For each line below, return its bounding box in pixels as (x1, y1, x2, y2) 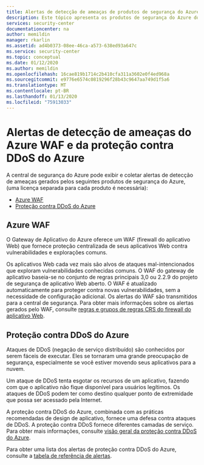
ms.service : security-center (6, 49, 80, 55)
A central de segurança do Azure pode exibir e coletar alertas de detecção (6, 171, 193, 178)
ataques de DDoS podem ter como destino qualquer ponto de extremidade (6, 390, 193, 398)
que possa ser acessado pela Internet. (6, 396, 102, 404)
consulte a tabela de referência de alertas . (6, 452, 112, 460)
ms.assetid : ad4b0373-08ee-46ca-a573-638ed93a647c (6, 43, 137, 49)
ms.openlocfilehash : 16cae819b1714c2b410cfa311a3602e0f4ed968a (6, 71, 170, 77)
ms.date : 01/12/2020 (6, 59, 59, 66)
